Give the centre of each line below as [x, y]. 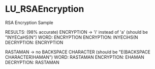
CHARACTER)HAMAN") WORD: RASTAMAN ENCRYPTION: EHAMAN [75, 57]
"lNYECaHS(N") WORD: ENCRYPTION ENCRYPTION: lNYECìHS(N [72, 37]
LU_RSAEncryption [45, 9]
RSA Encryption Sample [29, 23]
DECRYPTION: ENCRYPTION [34, 42]
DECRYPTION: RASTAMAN [32, 62]
